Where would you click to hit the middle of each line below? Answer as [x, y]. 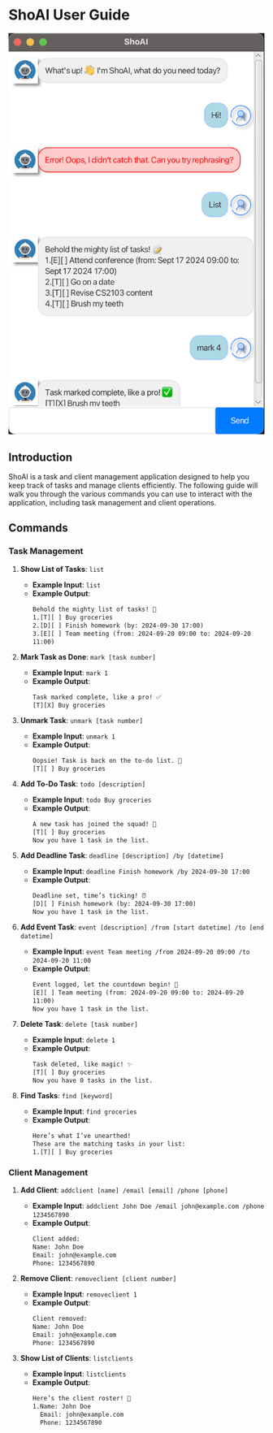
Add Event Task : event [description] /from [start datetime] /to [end [142, 927]
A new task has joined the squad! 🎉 [94, 824]
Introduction [41, 457]
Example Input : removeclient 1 [84, 1294]
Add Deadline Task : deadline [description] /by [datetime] [122, 855]
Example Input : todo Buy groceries [92, 799]
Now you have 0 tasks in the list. [92, 1080]
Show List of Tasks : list [62, 569]
